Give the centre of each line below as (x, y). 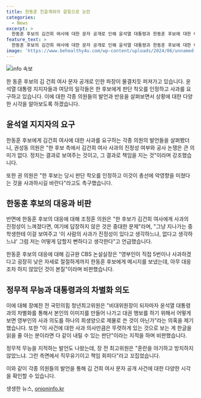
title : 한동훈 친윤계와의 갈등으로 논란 (48, 12)
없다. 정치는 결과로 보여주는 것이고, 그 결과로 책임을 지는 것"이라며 (94, 155)
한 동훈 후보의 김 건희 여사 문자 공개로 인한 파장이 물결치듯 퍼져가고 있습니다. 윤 (99, 81)
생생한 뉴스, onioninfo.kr (35, 389)
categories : (21, 17)
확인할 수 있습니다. (34, 376)
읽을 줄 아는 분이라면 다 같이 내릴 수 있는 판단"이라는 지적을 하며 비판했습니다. (97, 336)
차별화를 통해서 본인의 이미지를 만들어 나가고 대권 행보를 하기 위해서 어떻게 (104, 313)
